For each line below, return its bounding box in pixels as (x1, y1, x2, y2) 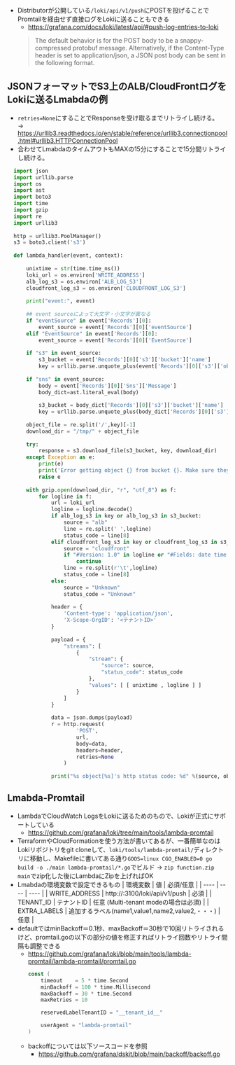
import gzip (13, 207, 49, 214)
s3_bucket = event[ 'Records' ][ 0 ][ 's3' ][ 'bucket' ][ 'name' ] (38, 356, 211, 363)
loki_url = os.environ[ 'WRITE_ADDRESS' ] (25, 272, 145, 279)
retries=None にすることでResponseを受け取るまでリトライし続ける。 (17, 113, 219, 122)
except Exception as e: (25, 454, 96, 461)
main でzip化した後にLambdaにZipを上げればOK (17, 871, 154, 880)
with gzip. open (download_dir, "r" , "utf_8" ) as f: (25, 486, 177, 494)
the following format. (34, 59, 95, 67)
